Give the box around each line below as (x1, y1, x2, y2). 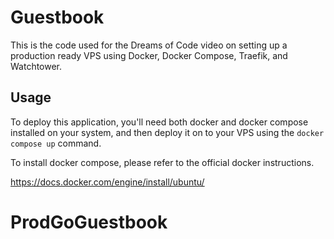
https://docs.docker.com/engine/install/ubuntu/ (10, 176, 205, 188)
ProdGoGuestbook (10, 211, 168, 233)
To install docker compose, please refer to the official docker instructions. (10, 156, 315, 168)
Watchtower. (10, 60, 63, 72)
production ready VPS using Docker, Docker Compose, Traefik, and (10, 49, 288, 61)
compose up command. (10, 137, 102, 149)
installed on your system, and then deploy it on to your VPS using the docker (10, 126, 325, 138)
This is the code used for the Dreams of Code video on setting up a (10, 39, 288, 51)
